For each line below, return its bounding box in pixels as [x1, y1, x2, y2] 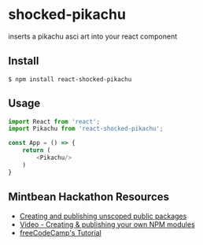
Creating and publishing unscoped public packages [19, 211, 187, 221]
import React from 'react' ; [8, 117, 101, 125]
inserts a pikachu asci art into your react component [8, 32, 178, 41]
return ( [22, 147, 51, 154]
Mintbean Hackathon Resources [8, 191, 170, 204]
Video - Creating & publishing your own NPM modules [19, 219, 195, 229]
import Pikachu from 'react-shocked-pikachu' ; [8, 124, 164, 133]
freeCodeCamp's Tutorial [19, 228, 102, 237]
